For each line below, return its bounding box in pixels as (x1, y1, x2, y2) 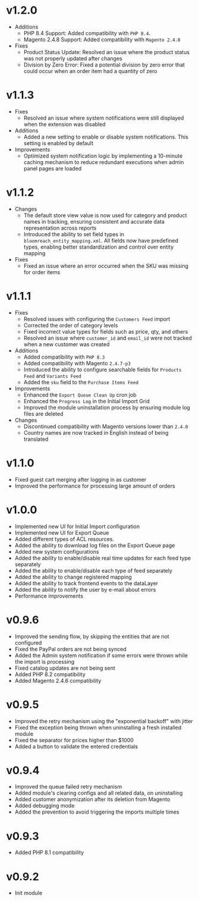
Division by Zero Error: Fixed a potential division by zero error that (23, 61, 185, 68)
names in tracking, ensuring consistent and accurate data (23, 218, 165, 225)
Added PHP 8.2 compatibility (14, 670, 86, 678)
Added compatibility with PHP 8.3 (23, 353, 105, 360)
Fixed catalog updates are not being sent (14, 664, 115, 671)
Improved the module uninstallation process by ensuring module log (23, 404, 190, 411)
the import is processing (14, 658, 75, 665)
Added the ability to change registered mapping (14, 573, 132, 580)
